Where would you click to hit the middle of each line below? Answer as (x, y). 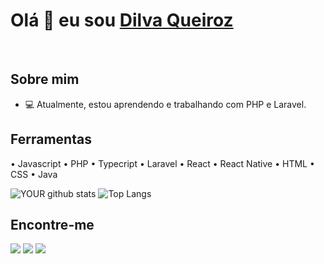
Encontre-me (52, 224)
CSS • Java (34, 174)
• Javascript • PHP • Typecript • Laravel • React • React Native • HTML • (162, 163)
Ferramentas (51, 139)
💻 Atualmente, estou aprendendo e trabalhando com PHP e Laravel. (165, 104)
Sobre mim (45, 79)
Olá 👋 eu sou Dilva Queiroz (122, 20)
